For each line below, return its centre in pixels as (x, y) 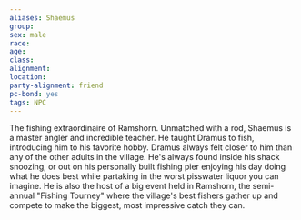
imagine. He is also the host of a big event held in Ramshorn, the (130, 186)
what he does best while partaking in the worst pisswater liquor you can (144, 176)
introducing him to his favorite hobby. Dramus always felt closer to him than (151, 147)
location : (28, 77)
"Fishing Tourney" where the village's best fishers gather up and (157, 195)
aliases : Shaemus (42, 18)
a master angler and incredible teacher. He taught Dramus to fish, (132, 138)
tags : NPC (28, 102)
